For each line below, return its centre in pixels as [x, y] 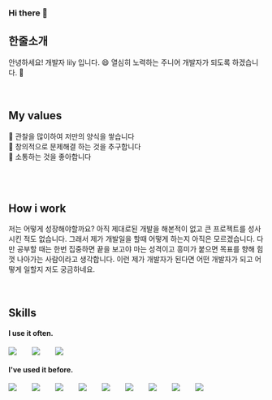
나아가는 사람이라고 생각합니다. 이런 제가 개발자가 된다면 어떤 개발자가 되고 [135, 260]
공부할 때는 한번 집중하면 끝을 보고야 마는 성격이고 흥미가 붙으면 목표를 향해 [136, 249]
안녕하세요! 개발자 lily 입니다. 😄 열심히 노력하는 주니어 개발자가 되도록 [119, 62]
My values [35, 116]
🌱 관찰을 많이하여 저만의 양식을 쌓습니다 [71, 136]
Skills [22, 313]
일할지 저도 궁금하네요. [59, 269]
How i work [37, 208]
